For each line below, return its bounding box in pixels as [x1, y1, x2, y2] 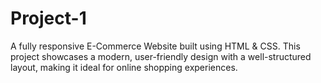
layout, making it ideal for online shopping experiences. [10, 61, 238, 73]
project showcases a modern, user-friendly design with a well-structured [10, 50, 312, 62]
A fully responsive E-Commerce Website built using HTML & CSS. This [10, 40, 301, 52]
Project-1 [10, 7, 87, 30]
